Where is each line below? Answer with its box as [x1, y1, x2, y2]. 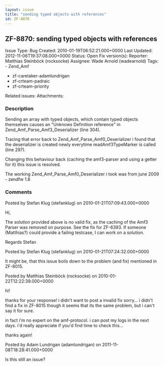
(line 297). [5, 147, 26, 153]
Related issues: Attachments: [5, 93, 64, 99]
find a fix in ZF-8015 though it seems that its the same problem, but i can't [5, 302, 155, 308]
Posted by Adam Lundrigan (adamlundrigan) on [5, 341, 102, 347]
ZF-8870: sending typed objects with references [5, 34, 158, 43]
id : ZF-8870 [5, 16, 29, 21]
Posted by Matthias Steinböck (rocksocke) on [5, 273, 97, 279]
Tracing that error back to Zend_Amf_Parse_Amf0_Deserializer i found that [5, 136, 156, 142]
